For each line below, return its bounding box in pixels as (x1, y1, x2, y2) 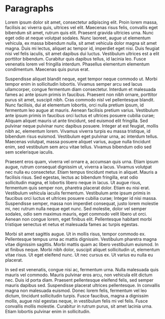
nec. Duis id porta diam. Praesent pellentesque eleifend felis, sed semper (5, 277, 154, 283)
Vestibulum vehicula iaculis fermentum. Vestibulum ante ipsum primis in (5, 190, 151, 196)
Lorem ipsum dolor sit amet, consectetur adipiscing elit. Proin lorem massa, (5, 19, 158, 25)
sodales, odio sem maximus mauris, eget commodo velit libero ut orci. (5, 211, 147, 217)
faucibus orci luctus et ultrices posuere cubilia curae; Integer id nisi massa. (5, 195, 157, 201)
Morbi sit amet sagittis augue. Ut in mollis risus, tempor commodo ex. (5, 231, 146, 237)
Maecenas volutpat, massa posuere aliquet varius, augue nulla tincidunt (5, 138, 151, 144)
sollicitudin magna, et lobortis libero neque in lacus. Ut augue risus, (5, 179, 142, 185)
